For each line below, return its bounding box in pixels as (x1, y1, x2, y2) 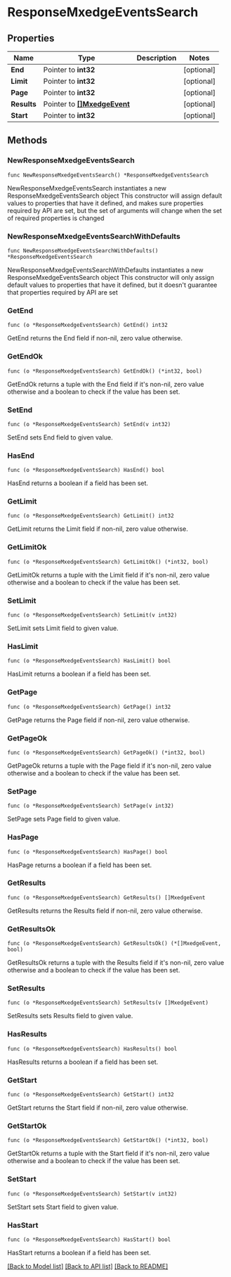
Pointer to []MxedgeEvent (43, 99, 130, 109)
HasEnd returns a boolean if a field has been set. (7, 479, 149, 487)
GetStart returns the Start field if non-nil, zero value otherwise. (7, 1103, 188, 1112)
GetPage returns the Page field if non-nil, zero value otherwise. (7, 715, 190, 724)
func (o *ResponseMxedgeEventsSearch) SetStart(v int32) (7, 1190, 178, 1198)
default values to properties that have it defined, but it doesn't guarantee (7, 281, 218, 289)
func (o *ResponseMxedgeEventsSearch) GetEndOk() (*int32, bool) (7, 367, 202, 375)
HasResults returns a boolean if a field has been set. (7, 1058, 159, 1066)
